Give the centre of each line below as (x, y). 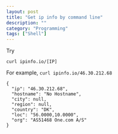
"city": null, (29, 99)
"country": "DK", (33, 110)
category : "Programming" (37, 28)
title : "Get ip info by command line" (55, 17)
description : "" (26, 23)
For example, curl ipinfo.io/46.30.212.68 (59, 73)
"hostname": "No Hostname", (47, 94)
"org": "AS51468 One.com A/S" (49, 120)
